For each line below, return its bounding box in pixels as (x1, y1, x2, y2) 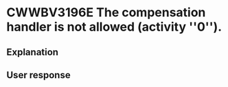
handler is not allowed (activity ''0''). (6, 19, 223, 35)
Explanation (6, 46, 59, 58)
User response (6, 69, 71, 81)
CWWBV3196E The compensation (6, 5, 206, 20)
